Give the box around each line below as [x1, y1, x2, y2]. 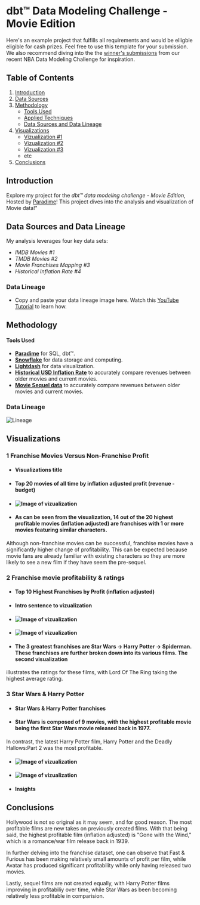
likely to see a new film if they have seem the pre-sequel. [6, 558, 147, 566]
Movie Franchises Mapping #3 [14, 261, 91, 269]
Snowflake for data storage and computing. [14, 356, 123, 363]
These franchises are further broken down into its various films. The [14, 649, 188, 656]
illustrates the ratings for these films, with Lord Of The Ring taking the [6, 669, 177, 676]
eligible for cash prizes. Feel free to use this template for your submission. [6, 43, 189, 50]
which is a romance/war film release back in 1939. [6, 837, 130, 845]
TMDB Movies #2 [14, 255, 58, 262]
